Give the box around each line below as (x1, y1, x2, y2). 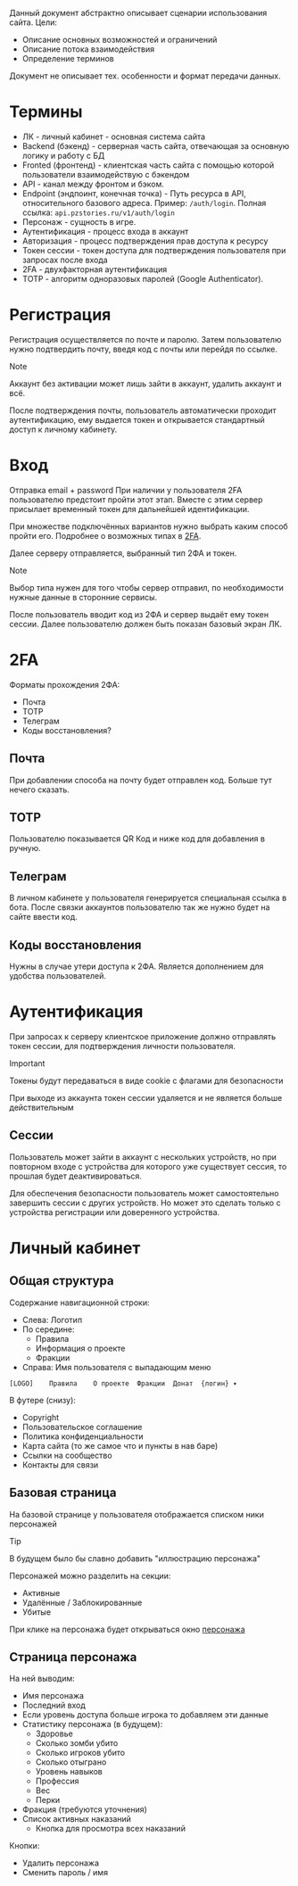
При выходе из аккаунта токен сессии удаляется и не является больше (9, 1092, 283, 1103)
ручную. (9, 843, 41, 854)
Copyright (21, 1411, 60, 1422)
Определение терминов (21, 54, 114, 63)
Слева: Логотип (21, 1314, 83, 1325)
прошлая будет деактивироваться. (9, 1170, 143, 1181)
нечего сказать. (9, 784, 70, 795)
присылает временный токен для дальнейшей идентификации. (9, 503, 250, 514)
